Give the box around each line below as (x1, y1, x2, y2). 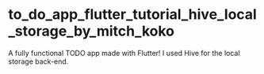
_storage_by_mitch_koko (8, 22, 175, 40)
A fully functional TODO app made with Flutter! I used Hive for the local (8, 48, 240, 57)
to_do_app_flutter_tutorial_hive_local (8, 6, 258, 24)
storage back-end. (8, 57, 69, 66)
